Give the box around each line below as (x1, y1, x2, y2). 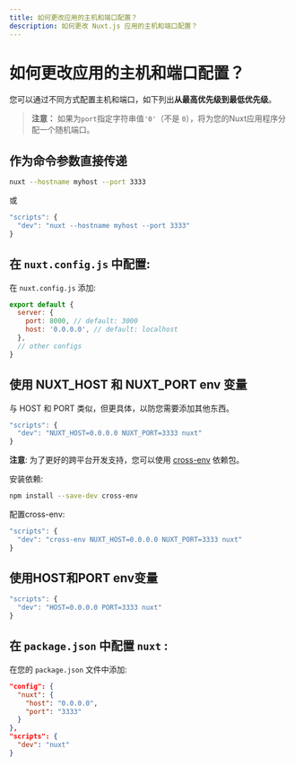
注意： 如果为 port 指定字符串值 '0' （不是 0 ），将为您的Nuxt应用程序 (30, 113, 279, 124)
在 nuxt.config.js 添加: (9, 282, 97, 292)
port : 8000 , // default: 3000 (25, 317, 139, 326)
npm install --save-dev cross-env (9, 492, 139, 501)
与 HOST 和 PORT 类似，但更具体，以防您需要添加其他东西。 (9, 403, 235, 413)
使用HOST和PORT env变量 (9, 570, 159, 586)
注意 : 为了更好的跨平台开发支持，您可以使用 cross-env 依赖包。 (9, 455, 245, 466)
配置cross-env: (9, 509, 65, 519)
